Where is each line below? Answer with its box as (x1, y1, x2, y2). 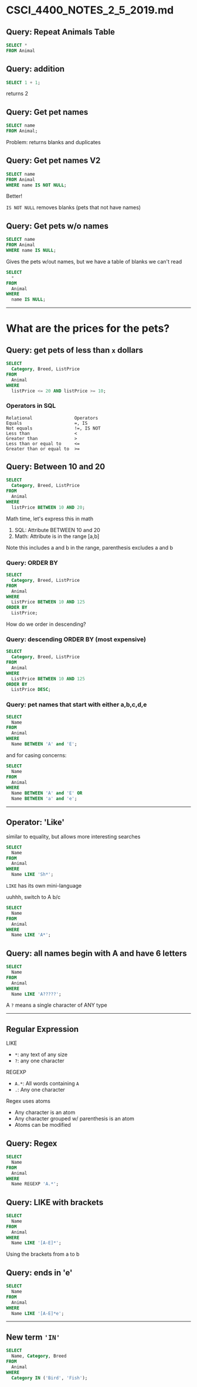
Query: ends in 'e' (6, 1267, 73, 1277)
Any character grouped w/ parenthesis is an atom (14, 1115, 135, 1122)
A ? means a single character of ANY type (6, 1001, 107, 1008)
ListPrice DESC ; (11, 687, 51, 693)
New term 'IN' (6, 1332, 60, 1342)
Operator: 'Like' (6, 817, 64, 827)
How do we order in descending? (6, 621, 86, 628)
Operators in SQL (6, 402, 56, 410)
